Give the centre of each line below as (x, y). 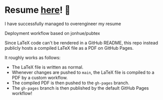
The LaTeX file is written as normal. (47, 67)
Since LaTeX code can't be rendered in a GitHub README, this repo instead (81, 43)
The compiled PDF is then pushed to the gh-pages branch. (70, 83)
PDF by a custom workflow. (40, 77)
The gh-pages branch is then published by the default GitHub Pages (80, 88)
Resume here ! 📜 (38, 10)
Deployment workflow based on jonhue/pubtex (52, 33)
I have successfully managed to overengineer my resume (63, 24)
